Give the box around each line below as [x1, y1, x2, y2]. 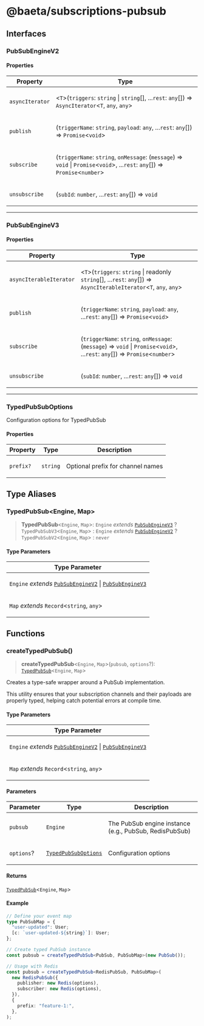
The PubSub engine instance [108, 819, 191, 828]
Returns [6, 872, 27, 879]
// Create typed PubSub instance [6, 947, 91, 953]
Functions [6, 628, 46, 639]
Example [6, 899, 29, 907]
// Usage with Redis [6, 963, 59, 969]
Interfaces [6, 29, 47, 39]
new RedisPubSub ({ [12, 974, 59, 980]
